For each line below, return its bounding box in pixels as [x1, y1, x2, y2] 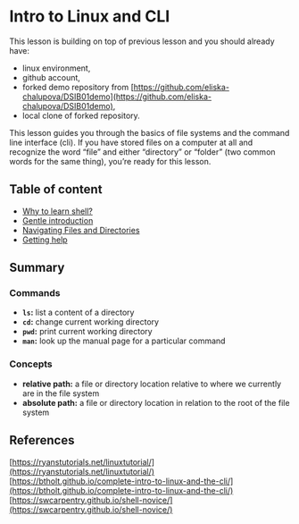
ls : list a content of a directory [21, 307, 135, 318]
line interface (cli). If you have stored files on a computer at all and [9, 137, 253, 148]
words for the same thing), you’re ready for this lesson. [9, 156, 212, 166]
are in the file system [21, 387, 100, 399]
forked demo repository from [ [21, 81, 134, 92]
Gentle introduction [21, 215, 94, 225]
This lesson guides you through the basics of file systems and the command [9, 127, 290, 138]
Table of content [9, 182, 103, 198]
